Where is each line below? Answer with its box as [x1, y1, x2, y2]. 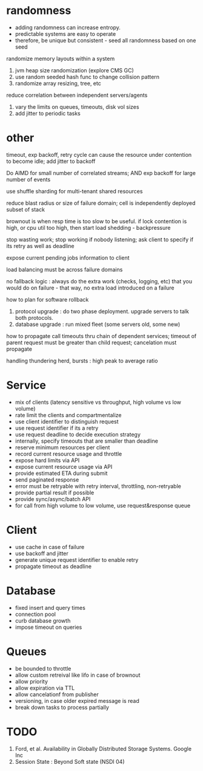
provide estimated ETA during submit [15, 469, 108, 477]
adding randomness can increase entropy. [15, 24, 121, 31]
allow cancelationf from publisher [15, 691, 99, 698]
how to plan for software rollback [6, 296, 89, 303]
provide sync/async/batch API [15, 495, 91, 502]
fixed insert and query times [15, 604, 86, 611]
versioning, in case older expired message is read [15, 697, 139, 704]
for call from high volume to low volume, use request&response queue [15, 502, 191, 509]
